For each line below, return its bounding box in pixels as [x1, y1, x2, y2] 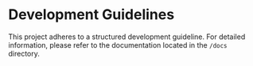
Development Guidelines [8, 6, 175, 24]
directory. [8, 49, 40, 58]
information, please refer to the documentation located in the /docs [8, 40, 228, 49]
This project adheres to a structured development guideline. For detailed [8, 32, 246, 41]
